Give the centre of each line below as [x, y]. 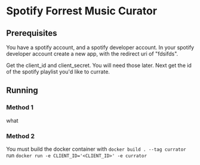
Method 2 [20, 136]
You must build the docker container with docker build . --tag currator [96, 149]
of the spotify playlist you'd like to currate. [58, 72]
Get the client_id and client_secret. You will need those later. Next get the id [99, 65]
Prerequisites [32, 33]
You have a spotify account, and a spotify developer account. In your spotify [100, 47]
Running [22, 91]
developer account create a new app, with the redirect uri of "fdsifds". [92, 54]
